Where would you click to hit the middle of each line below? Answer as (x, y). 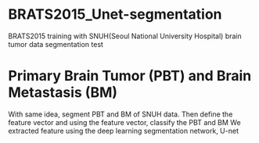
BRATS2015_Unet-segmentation (115, 14)
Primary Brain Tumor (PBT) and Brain (130, 76)
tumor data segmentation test (56, 44)
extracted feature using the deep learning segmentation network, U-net (123, 130)
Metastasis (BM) (63, 93)
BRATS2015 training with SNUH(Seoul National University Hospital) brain (125, 36)
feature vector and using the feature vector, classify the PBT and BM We (124, 122)
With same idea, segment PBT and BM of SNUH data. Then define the (121, 114)
